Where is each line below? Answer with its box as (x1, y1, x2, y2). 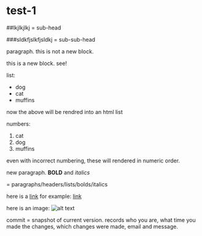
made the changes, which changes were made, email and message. (6, 223, 178, 230)
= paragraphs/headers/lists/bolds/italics (6, 180, 108, 188)
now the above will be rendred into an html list (6, 108, 123, 115)
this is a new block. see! (6, 59, 68, 67)
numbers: (6, 120, 31, 128)
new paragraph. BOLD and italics (6, 169, 90, 176)
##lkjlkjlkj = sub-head (6, 24, 61, 31)
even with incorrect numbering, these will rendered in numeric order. (6, 157, 180, 164)
